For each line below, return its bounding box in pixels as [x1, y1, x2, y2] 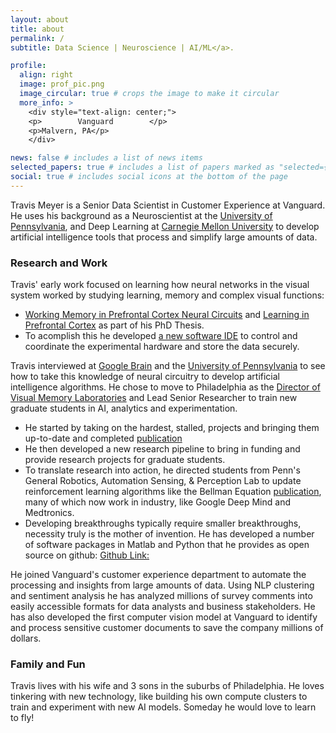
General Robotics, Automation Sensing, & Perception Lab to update [24, 475, 302, 487]
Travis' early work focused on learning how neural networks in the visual [10, 279, 310, 291]
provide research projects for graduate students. [24, 454, 226, 466]
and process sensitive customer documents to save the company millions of [10, 622, 324, 634]
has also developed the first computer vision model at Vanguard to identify [10, 611, 318, 623]
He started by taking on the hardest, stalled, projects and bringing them [24, 422, 320, 434]
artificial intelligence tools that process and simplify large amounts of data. [10, 231, 318, 243]
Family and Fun [10, 657, 86, 671]
